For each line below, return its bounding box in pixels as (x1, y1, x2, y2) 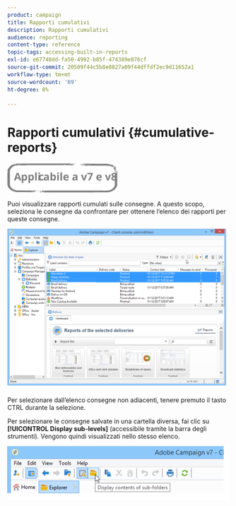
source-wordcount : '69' (7, 78, 78, 86)
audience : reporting (7, 34, 69, 41)
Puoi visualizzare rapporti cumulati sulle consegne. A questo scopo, (7, 200, 205, 208)
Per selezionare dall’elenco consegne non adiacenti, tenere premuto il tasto (7, 396, 227, 404)
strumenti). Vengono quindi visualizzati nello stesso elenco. (7, 432, 180, 440)
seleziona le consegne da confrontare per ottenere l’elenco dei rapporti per (7, 207, 226, 216)
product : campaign (7, 11, 61, 18)
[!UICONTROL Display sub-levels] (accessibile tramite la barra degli (7, 424, 207, 433)
